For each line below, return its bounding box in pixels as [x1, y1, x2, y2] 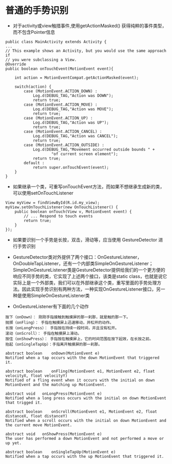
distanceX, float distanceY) [5, 413, 68, 418]
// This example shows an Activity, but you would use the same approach [5, 48, 167, 53]
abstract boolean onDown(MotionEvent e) [5, 351, 100, 356]
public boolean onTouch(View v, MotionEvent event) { [14, 209, 132, 214]
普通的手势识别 [5, 5, 69, 16]
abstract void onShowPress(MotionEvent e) [5, 431, 102, 436]
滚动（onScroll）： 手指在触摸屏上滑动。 [5, 331, 82, 336]
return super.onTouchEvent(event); [32, 165, 109, 170]
